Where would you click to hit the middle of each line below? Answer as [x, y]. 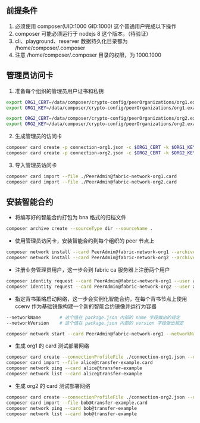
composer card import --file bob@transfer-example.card [77, 403]
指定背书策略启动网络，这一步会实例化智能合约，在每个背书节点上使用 [101, 298]
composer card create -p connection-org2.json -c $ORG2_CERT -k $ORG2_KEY [101, 153]
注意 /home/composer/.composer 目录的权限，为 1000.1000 [88, 55]
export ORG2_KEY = [28, 124]
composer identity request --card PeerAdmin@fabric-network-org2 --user [98, 287]
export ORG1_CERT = [29, 102]
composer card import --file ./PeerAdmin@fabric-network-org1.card [92, 176]
